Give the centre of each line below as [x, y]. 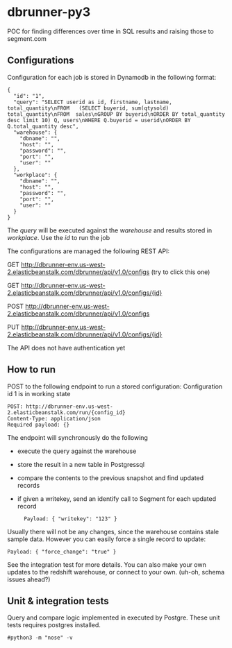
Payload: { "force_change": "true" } [62, 552]
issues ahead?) [29, 579]
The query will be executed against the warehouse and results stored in [110, 230]
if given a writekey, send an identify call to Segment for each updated [117, 498]
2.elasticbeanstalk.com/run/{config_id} [67, 412]
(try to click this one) [181, 272]
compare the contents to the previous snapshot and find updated [110, 478]
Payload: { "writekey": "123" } [71, 519]
